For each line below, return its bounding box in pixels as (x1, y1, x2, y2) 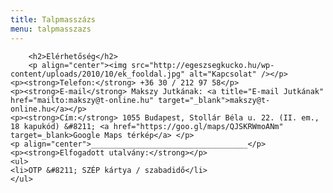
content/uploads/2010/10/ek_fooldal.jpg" (10, 69, 186, 79)
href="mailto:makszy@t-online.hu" (10, 95, 155, 105)
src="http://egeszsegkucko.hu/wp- (131, 60, 275, 70)
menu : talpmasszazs (10, 24, 92, 34)
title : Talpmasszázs (10, 14, 97, 25)
